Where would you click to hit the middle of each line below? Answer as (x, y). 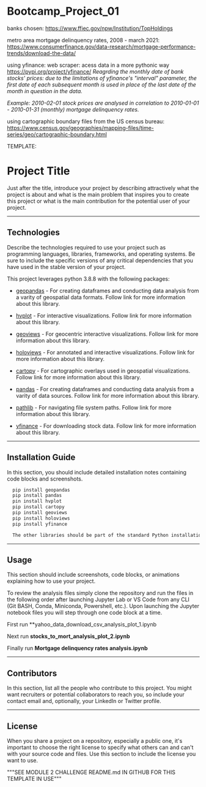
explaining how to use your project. (51, 581)
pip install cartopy (39, 507)
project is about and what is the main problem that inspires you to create (98, 194)
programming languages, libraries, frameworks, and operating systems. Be (101, 254)
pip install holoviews (41, 518)
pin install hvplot (37, 501)
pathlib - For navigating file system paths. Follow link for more (94, 407)
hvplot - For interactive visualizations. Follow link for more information (104, 315)
